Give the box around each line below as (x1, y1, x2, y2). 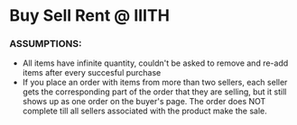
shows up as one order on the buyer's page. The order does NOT (22, 96, 266, 107)
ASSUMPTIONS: (9, 38, 82, 50)
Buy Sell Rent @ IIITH (9, 5, 170, 26)
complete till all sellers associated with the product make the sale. (22, 105, 268, 117)
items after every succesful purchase (22, 67, 162, 78)
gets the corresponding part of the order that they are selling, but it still (22, 86, 287, 97)
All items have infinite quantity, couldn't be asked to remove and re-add (22, 58, 289, 68)
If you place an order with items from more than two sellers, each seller (22, 77, 288, 88)
